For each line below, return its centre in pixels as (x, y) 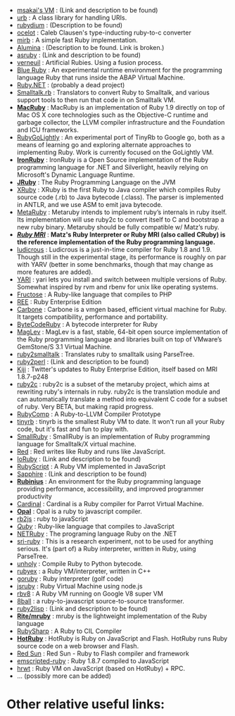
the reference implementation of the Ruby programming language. (116, 242)
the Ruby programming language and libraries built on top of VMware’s (119, 339)
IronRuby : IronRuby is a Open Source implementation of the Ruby (113, 160)
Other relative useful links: (86, 704)
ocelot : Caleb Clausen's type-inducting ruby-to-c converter (104, 32)
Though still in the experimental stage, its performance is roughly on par (121, 257)
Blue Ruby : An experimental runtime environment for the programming (119, 70)
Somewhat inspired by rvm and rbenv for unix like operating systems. (118, 287)
